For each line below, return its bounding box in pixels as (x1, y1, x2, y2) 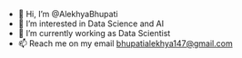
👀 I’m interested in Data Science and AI (17, 18, 165, 29)
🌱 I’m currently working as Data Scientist (17, 28, 171, 38)
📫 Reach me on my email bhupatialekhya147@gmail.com (17, 38, 234, 49)
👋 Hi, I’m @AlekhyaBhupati (17, 9, 118, 19)
